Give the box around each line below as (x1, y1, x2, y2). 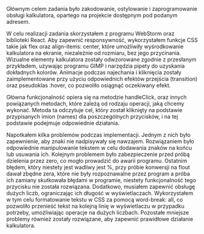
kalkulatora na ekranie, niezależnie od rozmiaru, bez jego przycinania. (6, 49, 181, 57)
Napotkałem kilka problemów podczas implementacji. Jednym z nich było (6, 131, 191, 138)
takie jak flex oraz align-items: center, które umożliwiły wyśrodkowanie (6, 43, 184, 50)
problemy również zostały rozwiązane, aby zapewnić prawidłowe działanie (6, 216, 194, 222)
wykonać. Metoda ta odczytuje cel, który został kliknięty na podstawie (6, 107, 183, 113)
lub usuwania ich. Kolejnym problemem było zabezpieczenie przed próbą (6, 151, 190, 158)
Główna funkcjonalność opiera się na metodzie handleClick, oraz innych (6, 94, 187, 101)
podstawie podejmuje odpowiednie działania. (6, 119, 120, 127)
